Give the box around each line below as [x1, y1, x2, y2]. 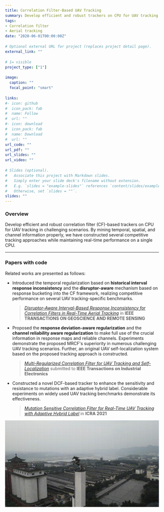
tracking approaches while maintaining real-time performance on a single [5, 237, 153, 243]
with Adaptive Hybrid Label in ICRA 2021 [24, 410, 107, 416]
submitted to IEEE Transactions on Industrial [50, 365, 141, 372]
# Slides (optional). [5, 168, 49, 173]
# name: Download [5, 132, 42, 137]
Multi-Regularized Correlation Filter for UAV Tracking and [24, 360, 141, 366]
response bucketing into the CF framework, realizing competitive [12, 290, 143, 296]
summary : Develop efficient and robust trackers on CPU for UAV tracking [5, 13, 159, 18]
